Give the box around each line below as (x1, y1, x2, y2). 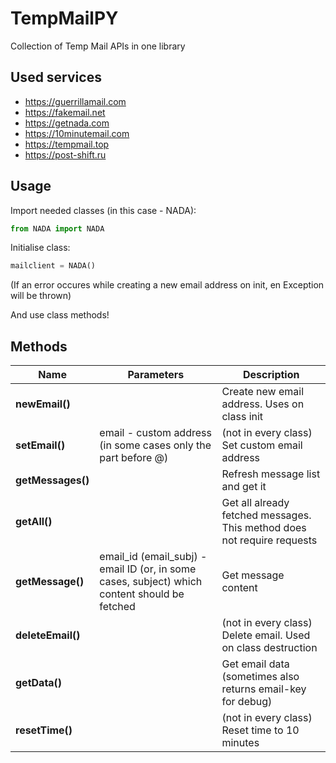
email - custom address (99, 426, 212, 440)
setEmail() (15, 438, 66, 452)
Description (243, 368, 300, 382)
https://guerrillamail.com (24, 95, 127, 107)
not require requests (221, 533, 318, 547)
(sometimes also (221, 670, 300, 684)
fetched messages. (221, 508, 312, 522)
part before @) (99, 451, 169, 465)
